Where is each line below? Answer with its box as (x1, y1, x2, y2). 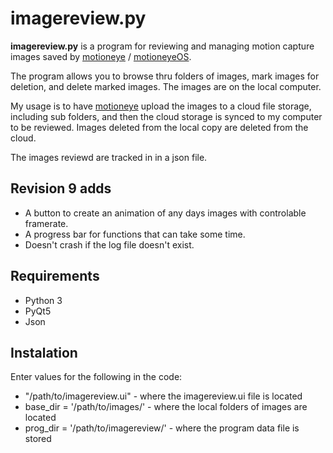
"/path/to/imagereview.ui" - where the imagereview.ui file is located (24, 390, 303, 402)
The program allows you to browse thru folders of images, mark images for (10, 70, 320, 82)
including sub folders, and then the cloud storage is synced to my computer (10, 110, 323, 122)
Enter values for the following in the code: (10, 371, 183, 383)
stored (24, 433, 52, 445)
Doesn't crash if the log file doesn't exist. (24, 238, 195, 251)
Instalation (10, 344, 78, 361)
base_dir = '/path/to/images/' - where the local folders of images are (24, 401, 308, 413)
